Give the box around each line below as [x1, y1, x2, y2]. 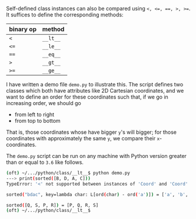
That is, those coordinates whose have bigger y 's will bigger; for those [6, 129, 177, 136]
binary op [9, 25, 37, 33]
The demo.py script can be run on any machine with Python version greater [6, 153, 187, 159]
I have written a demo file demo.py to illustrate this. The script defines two [6, 81, 184, 87]
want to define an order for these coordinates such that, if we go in [6, 93, 169, 100]
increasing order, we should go [6, 100, 81, 106]
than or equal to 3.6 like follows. [6, 159, 84, 166]
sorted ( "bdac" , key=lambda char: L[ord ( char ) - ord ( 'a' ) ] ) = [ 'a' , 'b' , [6, 191, 188, 197]
